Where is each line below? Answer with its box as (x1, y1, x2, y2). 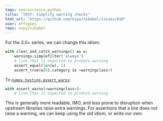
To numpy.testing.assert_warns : (5, 77, 71, 83)
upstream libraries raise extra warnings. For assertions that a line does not (5, 105, 158, 111)
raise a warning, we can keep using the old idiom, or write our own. (5, 111, 144, 117)
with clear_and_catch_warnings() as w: (5, 49, 88, 54)
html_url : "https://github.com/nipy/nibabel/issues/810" (5, 16, 126, 21)
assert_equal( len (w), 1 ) (14, 63, 66, 68)
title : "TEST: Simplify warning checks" (5, 12, 91, 17)
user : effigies (5, 21, 37, 26)
